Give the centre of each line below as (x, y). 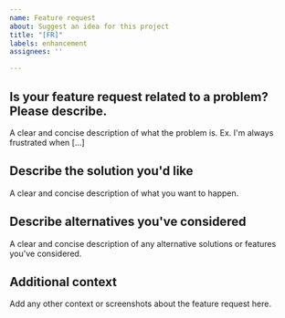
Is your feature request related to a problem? (139, 97)
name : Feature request (53, 18)
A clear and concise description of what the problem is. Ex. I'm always (142, 132)
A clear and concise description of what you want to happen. (124, 193)
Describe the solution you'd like (101, 171)
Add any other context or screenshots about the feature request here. (141, 304)
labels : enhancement (49, 43)
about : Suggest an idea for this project (90, 26)
